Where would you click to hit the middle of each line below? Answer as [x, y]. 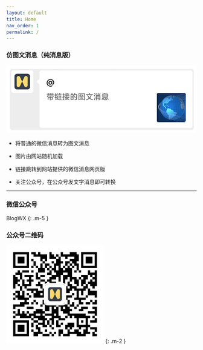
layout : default [27, 13]
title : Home [21, 19]
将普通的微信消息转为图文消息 [52, 143]
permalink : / [23, 32]
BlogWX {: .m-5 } [27, 218]
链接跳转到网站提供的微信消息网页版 [60, 169]
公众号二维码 [25, 235]
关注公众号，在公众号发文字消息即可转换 [65, 181]
